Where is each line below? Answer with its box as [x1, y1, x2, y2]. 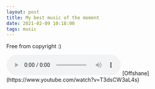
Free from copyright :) [6, 43, 62, 50]
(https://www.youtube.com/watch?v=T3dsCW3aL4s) [6, 76, 140, 84]
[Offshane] [121, 69, 150, 77]
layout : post [6, 9, 40, 15]
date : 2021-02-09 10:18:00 [6, 20, 75, 26]
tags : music [6, 26, 37, 32]
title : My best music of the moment [6, 15, 99, 21]
